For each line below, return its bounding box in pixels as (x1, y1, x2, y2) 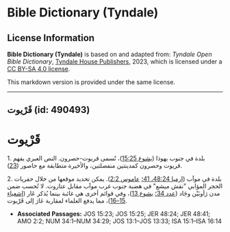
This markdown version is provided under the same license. (7, 78, 176, 86)
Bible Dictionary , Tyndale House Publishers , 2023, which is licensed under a (7, 57, 222, 66)
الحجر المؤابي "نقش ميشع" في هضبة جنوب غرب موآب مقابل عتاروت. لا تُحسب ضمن (7, 182, 223, 190)
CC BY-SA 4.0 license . (7, 65, 71, 73)
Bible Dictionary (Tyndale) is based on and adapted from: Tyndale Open (7, 50, 212, 58)
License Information (7, 32, 94, 44)
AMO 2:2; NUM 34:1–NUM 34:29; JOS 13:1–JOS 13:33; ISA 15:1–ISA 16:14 (16, 217, 222, 225)
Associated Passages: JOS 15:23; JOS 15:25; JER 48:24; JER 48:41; (16, 210, 211, 218)
